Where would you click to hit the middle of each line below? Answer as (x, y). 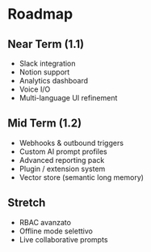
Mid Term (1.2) (45, 124)
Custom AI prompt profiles (63, 152)
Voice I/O (35, 89)
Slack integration (47, 63)
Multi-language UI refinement (68, 98)
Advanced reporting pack (62, 160)
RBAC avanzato (45, 222)
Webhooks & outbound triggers (71, 143)
